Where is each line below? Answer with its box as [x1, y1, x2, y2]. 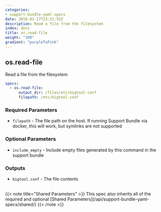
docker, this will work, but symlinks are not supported [12, 123, 122, 129]
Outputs [5, 165, 26, 172]
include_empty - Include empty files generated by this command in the [12, 147, 157, 153]
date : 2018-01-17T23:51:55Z [5, 16, 64, 21]
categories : [5, 7, 30, 12]
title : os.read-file [5, 30, 48, 35]
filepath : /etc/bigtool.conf [18, 95, 79, 100]
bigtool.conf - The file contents [12, 176, 79, 182]
